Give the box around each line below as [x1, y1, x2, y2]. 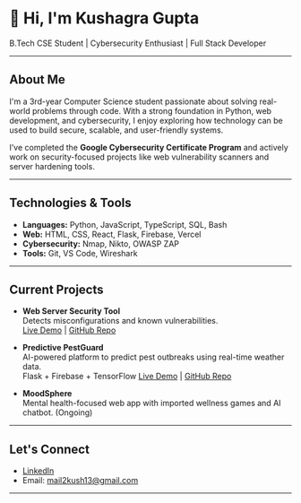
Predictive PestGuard [21, 343, 104, 353]
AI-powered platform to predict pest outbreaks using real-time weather [21, 351, 285, 362]
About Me [9, 72, 65, 88]
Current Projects [9, 282, 104, 297]
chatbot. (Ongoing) [21, 407, 93, 418]
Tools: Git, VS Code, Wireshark [21, 247, 138, 258]
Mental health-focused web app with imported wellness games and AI [21, 398, 281, 409]
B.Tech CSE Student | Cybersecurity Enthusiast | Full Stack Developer [9, 38, 267, 48]
